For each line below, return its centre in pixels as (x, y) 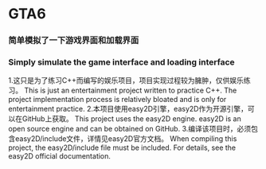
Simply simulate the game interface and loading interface (121, 62)
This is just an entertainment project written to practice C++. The (130, 90)
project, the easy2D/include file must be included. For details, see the (122, 147)
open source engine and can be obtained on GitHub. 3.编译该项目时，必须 (130, 129)
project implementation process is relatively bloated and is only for (117, 100)
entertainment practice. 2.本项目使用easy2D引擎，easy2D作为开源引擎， (128, 109)
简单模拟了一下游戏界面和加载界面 (74, 41)
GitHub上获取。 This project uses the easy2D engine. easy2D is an (131, 119)
